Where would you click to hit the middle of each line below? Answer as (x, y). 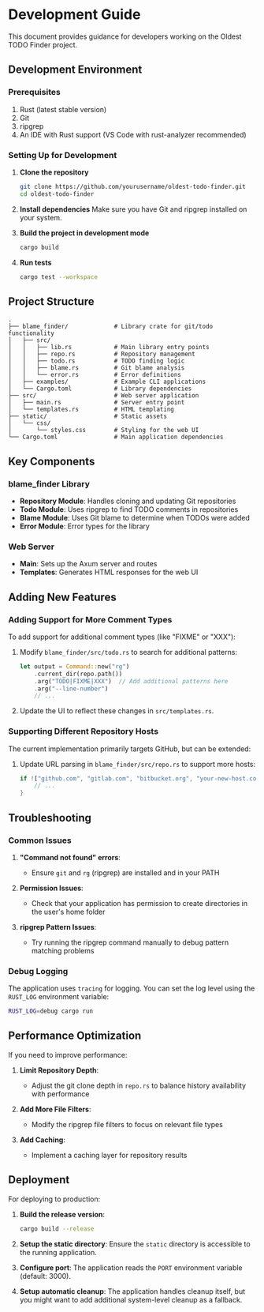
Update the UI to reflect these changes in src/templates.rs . (117, 711)
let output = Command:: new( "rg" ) (74, 666)
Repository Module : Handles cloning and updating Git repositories (128, 501)
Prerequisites (34, 92)
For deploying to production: (54, 1199)
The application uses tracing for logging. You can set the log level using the (132, 988)
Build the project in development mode (84, 233)
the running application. (58, 1252)
